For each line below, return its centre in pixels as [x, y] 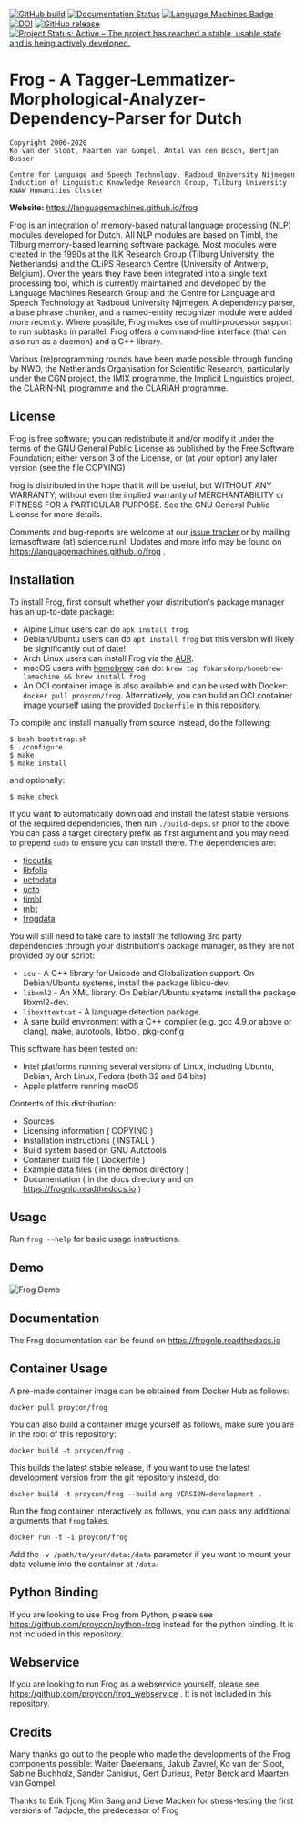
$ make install [38, 763]
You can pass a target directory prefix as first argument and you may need [149, 832]
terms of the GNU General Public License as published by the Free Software [152, 448]
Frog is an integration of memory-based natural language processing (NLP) [150, 225]
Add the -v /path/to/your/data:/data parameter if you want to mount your [150, 1554]
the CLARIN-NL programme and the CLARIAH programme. [119, 388]
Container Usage [58, 1369]
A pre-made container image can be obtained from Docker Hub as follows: [149, 1391]
